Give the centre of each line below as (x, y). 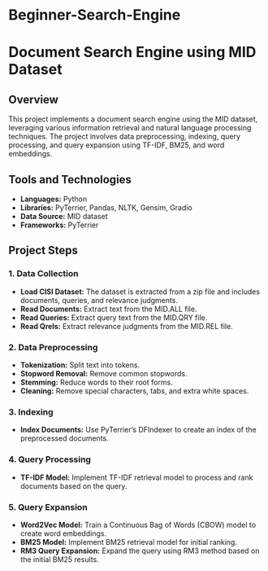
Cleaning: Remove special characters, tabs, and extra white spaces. (134, 391)
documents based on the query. (73, 485)
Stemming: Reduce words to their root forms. (96, 382)
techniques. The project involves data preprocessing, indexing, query (125, 137)
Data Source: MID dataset (64, 216)
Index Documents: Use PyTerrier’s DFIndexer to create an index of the (138, 430)
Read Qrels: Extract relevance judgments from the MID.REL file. (126, 326)
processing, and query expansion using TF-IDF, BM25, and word (117, 145)
